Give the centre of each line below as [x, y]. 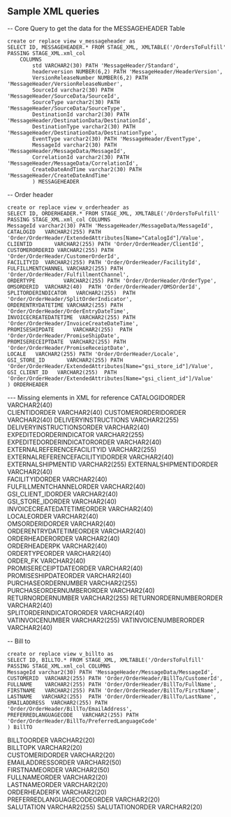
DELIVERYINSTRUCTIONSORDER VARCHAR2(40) [79, 427]
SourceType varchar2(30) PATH [76, 102]
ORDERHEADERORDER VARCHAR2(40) [64, 538]
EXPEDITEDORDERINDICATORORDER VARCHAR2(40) [84, 442]
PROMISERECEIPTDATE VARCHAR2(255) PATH [67, 341]
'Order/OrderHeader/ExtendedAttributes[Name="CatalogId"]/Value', [106, 238]
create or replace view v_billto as [60, 654]
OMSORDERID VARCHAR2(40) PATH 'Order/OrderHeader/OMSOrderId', [104, 287]
